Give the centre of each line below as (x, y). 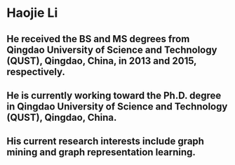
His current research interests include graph (106, 141)
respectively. (36, 72)
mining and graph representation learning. (101, 152)
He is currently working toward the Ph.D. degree (114, 95)
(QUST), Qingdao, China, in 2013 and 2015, (102, 61)
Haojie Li (32, 13)
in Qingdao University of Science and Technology (117, 106)
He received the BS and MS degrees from (98, 39)
